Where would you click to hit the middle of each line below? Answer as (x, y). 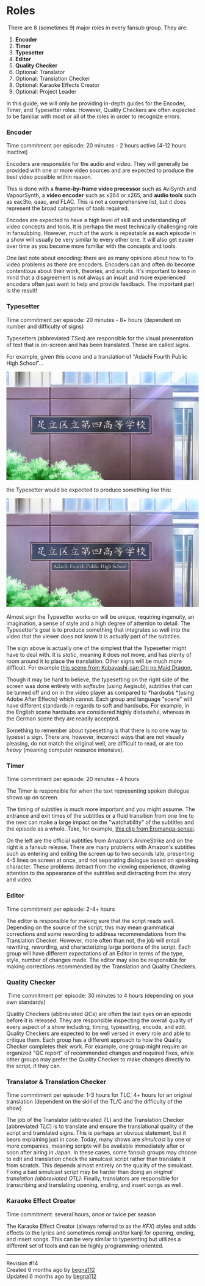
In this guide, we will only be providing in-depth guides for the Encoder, (96, 103)
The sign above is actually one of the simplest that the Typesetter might (96, 648)
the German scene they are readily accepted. (63, 719)
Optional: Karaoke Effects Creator (57, 85)
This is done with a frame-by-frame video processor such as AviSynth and (101, 189)
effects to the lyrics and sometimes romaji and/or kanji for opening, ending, (101, 1232)
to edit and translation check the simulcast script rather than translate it (96, 1159)
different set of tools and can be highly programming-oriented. (85, 1246)
